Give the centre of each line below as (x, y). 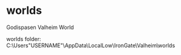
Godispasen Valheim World (40, 27)
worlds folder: (24, 39)
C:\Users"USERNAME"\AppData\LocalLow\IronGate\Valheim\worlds (91, 45)
